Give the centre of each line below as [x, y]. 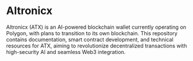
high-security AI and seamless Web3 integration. [66, 52]
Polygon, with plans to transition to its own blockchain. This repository [92, 33]
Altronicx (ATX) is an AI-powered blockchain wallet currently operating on [96, 27]
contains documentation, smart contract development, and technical [90, 39]
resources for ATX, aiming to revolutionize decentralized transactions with [96, 46]
